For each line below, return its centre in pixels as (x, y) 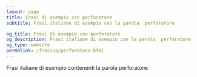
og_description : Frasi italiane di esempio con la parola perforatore (98, 40)
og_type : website (28, 45)
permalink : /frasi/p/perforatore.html (55, 51)
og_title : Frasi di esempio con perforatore (63, 34)
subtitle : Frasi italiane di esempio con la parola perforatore (90, 23)
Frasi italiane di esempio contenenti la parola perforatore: (78, 67)
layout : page (23, 12)
